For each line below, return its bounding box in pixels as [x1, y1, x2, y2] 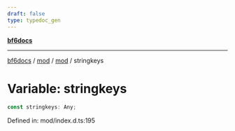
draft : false [7, 10, 45, 18]
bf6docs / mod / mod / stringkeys [7, 56, 104, 64]
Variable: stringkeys [7, 81, 127, 97]
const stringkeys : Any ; [7, 104, 77, 111]
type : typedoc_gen [7, 17, 61, 24]
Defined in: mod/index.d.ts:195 [7, 116, 96, 125]
